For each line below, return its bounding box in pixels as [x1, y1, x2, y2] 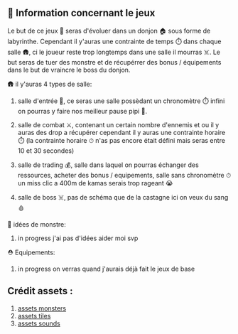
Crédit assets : [7, 285, 73, 297]
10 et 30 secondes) [17, 146, 75, 155]
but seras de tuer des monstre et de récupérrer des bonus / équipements [7, 58, 222, 66]
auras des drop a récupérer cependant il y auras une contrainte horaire [17, 128, 226, 136]
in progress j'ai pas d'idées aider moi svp [17, 234, 139, 242]
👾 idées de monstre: [7, 220, 66, 228]
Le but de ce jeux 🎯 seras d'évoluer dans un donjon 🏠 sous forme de [7, 26, 211, 35]
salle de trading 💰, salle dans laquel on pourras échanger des [17, 161, 199, 169]
